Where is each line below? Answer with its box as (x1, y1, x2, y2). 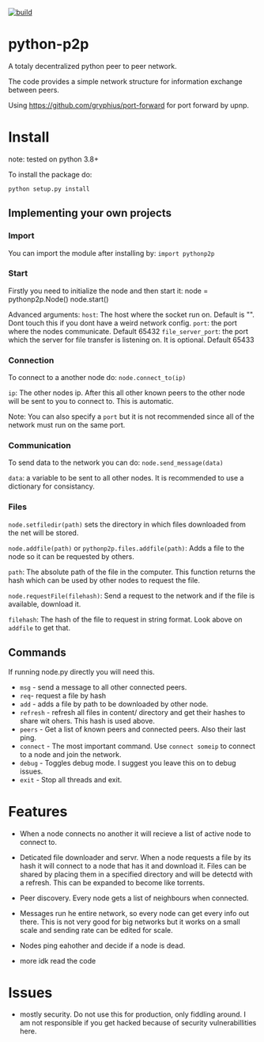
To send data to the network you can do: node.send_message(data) (8, 458, 224, 467)
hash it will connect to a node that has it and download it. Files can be (19, 861, 247, 870)
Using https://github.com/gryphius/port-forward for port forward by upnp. (8, 100, 250, 110)
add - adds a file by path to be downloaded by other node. (19, 699, 209, 709)
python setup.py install (8, 184, 90, 193)
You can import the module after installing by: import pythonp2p (8, 248, 215, 257)
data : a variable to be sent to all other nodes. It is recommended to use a (8, 473, 244, 483)
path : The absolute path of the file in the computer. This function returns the (8, 567, 255, 576)
